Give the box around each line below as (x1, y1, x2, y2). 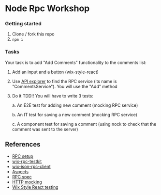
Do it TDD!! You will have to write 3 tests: (12, 93, 93, 98)
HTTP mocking (12, 179, 42, 185)
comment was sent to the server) (12, 126, 78, 132)
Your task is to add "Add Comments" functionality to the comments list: (5, 59, 146, 65)
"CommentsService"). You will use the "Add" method (12, 83, 117, 89)
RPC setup (12, 153, 33, 159)
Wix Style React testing (12, 184, 59, 190)
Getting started (5, 20, 42, 27)
